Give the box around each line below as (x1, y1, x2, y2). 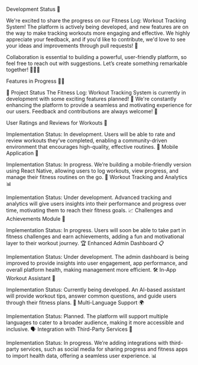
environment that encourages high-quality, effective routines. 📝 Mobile (6, 144, 178, 150)
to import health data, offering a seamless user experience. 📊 (6, 352, 157, 359)
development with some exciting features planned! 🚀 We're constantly (6, 95, 177, 102)
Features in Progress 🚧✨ (6, 77, 65, 84)
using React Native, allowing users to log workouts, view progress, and (6, 167, 179, 174)
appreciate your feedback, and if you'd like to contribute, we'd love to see (6, 36, 186, 43)
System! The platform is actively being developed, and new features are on (6, 24, 189, 30)
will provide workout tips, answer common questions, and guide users (6, 292, 177, 299)
